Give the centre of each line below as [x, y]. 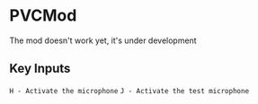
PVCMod [43, 16]
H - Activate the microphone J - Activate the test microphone [129, 91]
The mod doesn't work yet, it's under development [103, 40]
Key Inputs [40, 69]
